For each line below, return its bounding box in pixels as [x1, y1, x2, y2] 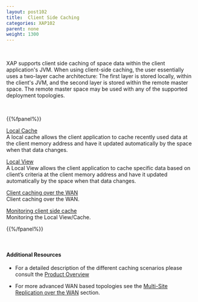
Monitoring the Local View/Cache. [6, 214, 91, 221]
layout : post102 [6, 8, 47, 15]
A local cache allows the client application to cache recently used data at [6, 134, 188, 141]
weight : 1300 [6, 31, 39, 38]
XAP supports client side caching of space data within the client [6, 60, 165, 67]
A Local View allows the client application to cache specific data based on [6, 165, 191, 172]
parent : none [6, 25, 39, 32]
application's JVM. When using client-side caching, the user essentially [6, 66, 184, 73]
